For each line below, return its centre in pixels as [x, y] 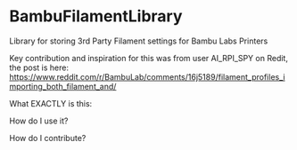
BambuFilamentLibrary [96, 16]
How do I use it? [39, 121]
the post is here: [39, 67]
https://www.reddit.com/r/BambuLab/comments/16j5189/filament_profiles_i [147, 76]
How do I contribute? [48, 138]
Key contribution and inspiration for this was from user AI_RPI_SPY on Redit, [148, 58]
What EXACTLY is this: [51, 103]
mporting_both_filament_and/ [63, 86]
